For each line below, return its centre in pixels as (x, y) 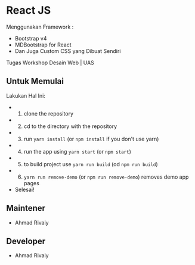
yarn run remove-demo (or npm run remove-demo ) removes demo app (106, 177)
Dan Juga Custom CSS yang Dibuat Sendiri (68, 51)
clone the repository (48, 113)
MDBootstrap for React (43, 45)
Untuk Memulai (35, 81)
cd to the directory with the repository (70, 126)
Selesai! (24, 189)
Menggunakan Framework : (40, 27)
